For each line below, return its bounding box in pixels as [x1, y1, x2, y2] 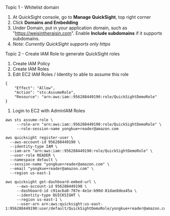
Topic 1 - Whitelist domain [5, 5, 59, 10]
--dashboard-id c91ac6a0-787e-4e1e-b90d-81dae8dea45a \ [16, 188, 137, 193]
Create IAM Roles [12, 66, 49, 72]
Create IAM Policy [12, 61, 51, 66]
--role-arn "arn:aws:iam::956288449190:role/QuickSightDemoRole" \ [16, 122, 162, 127]
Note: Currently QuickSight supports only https [12, 41, 111, 47]
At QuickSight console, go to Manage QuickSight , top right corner [12, 14, 151, 20]
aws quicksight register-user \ [5, 135, 73, 140]
